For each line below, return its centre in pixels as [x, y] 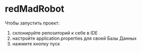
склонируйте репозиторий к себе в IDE [55, 33]
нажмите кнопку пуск [36, 43]
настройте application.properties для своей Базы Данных [74, 38]
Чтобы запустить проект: [32, 23]
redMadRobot [35, 9]
